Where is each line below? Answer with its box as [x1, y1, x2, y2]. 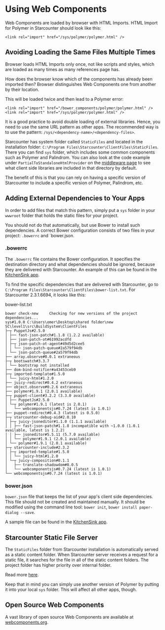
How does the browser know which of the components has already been [5, 76, 153, 82]
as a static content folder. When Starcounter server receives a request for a [5, 551, 159, 557]
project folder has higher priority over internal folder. [5, 562, 112, 568]
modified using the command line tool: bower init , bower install [5, 504, 137, 510]
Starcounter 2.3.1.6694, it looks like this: [5, 292, 86, 297]
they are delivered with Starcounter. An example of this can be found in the [5, 266, 157, 272]
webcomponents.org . [5, 619, 49, 625]
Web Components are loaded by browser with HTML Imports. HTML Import [5, 20, 158, 26]
